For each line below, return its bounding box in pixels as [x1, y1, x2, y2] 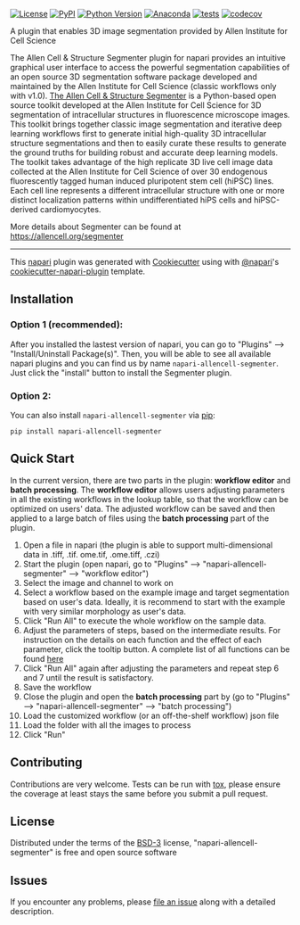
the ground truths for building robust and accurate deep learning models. [10, 147, 279, 158]
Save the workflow [22, 681, 93, 692]
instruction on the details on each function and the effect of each [22, 634, 262, 645]
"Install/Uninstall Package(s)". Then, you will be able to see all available [10, 348, 272, 359]
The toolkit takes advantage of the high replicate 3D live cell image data [10, 157, 273, 167]
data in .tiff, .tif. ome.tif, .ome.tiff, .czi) [22, 549, 160, 559]
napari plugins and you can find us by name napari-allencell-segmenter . [10, 358, 280, 368]
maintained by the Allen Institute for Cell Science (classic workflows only [10, 81, 277, 91]
